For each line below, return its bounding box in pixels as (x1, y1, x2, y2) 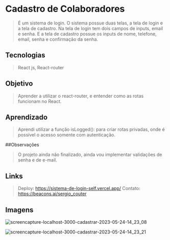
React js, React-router (17, 64, 64, 70)
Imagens (5, 205, 34, 214)
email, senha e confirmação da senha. (17, 36, 99, 42)
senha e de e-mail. (17, 157, 58, 163)
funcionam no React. (17, 98, 62, 104)
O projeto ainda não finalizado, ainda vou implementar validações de (17, 151, 162, 158)
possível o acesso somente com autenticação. (17, 132, 116, 138)
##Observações (5, 142, 39, 148)
